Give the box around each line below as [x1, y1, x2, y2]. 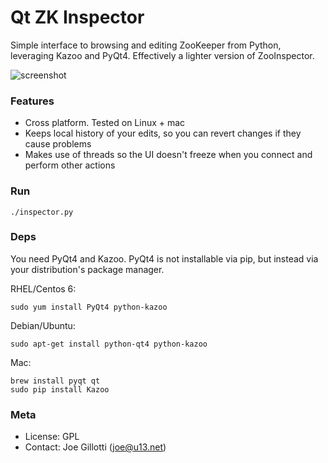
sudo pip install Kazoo [10, 384, 110, 395]
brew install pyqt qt [10, 376, 101, 386]
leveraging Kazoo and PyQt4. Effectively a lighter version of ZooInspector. [10, 49, 315, 61]
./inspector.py [10, 207, 74, 217]
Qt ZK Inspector [10, 6, 145, 29]
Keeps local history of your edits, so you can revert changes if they [24, 127, 302, 140]
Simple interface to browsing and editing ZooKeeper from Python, [10, 39, 282, 51]
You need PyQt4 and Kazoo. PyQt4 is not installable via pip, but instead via [10, 252, 319, 265]
